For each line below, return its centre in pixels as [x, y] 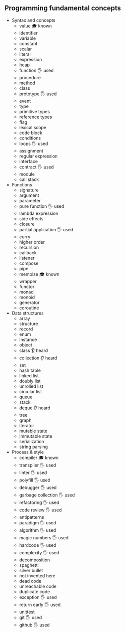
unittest [27, 612]
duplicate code [34, 591]
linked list [29, 375]
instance [28, 339]
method [27, 83]
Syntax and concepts [33, 20]
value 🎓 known [35, 26]
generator [30, 302]
